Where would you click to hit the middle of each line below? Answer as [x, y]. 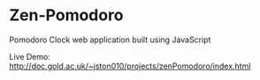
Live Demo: [30, 56]
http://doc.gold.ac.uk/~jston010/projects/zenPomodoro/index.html [130, 66]
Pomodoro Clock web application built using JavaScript [110, 40]
